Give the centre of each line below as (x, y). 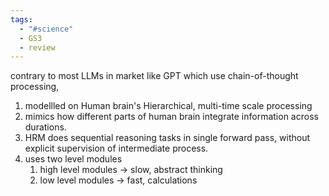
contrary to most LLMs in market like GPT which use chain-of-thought (154, 76)
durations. (45, 127)
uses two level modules (73, 159)
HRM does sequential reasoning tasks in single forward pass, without (167, 138)
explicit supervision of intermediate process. (116, 148)
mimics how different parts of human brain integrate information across (171, 117)
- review (37, 47)
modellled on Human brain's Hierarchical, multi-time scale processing (168, 106)
